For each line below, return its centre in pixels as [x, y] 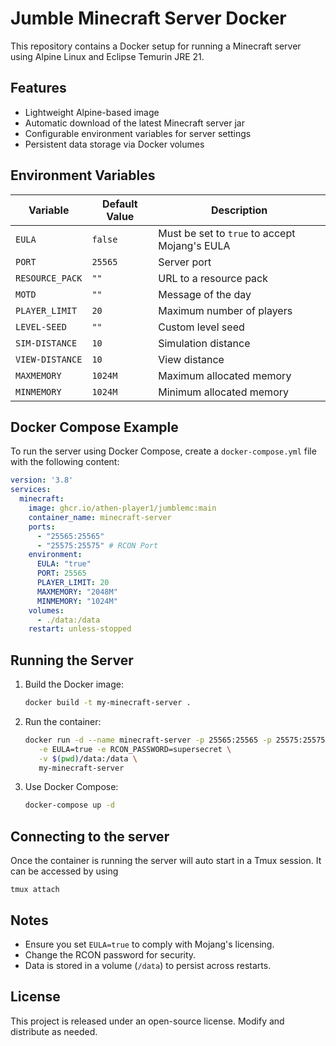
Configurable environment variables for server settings [138, 133]
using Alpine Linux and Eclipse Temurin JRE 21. [107, 56]
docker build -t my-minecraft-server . [108, 703]
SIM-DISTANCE [46, 343]
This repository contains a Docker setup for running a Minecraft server [156, 46]
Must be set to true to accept [227, 233]
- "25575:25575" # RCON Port [97, 545]
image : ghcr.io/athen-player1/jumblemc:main [122, 508]
